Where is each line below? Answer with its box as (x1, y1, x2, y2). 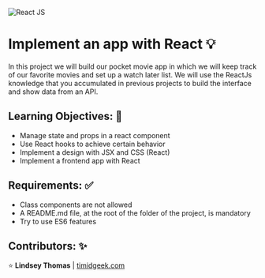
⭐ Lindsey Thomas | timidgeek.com (8, 261, 125, 270)
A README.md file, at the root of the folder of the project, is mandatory (19, 208, 251, 217)
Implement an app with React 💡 (8, 36, 216, 53)
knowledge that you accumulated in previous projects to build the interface (8, 78, 252, 88)
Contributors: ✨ (8, 239, 88, 253)
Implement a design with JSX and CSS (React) (19, 147, 170, 157)
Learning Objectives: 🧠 (8, 110, 123, 123)
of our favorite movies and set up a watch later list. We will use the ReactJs (8, 69, 252, 79)
